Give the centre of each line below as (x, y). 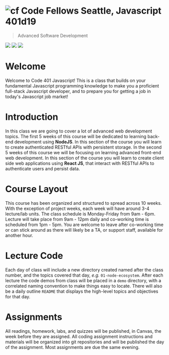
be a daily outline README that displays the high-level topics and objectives (82, 291)
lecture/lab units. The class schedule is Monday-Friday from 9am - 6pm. (80, 214)
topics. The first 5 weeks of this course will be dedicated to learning (76, 136)
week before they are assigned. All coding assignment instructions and (79, 336)
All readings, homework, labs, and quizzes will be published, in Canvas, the (83, 331)
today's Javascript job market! (37, 97)
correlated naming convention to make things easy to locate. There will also (84, 286)
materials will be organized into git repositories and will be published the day (85, 342)
